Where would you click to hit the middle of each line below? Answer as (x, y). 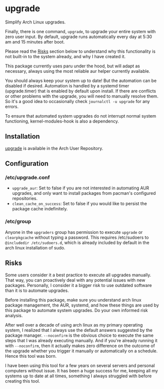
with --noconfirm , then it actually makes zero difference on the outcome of (80, 346)
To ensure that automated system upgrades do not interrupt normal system (81, 116)
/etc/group (18, 222)
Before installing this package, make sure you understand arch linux (73, 300)
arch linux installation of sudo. (35, 247)
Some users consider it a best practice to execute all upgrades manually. (78, 275)
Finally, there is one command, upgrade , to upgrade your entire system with (81, 31)
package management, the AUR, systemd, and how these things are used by (82, 305)
